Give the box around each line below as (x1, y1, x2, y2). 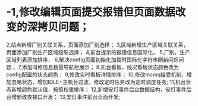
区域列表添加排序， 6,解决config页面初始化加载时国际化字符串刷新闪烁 (6, 56, 180, 63)
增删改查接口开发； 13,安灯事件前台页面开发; (11, 93, 121, 100)
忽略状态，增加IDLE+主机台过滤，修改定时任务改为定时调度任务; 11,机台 (11, 78, 186, 85)
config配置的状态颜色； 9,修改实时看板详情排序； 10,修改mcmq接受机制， (6, 71, 187, 78)
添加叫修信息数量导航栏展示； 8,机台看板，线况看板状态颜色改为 (21, 63, 180, 70)
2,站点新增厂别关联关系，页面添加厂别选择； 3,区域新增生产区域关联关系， (6, 41, 189, 48)
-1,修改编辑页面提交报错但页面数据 (6, 5, 175, 19)
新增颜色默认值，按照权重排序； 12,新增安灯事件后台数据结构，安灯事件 (11, 86, 187, 93)
